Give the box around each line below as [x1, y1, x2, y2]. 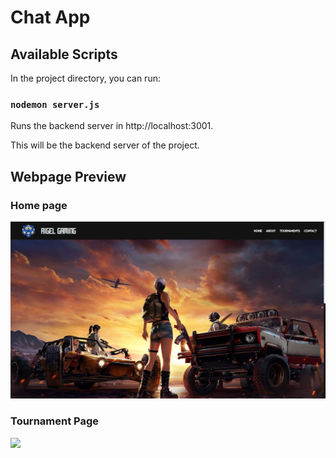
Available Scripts [10, 46, 118, 63]
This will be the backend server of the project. [10, 139, 200, 151]
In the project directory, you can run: [10, 72, 161, 84]
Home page [10, 198, 68, 212]
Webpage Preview [10, 168, 127, 185]
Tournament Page [10, 414, 100, 428]
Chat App [10, 6, 91, 29]
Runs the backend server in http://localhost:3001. [10, 120, 214, 132]
